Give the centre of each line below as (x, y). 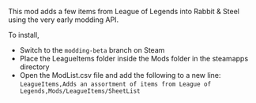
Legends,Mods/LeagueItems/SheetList (80, 91)
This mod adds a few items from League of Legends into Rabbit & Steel (124, 11)
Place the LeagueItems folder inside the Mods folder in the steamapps (134, 59)
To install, (24, 35)
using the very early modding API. (64, 20)
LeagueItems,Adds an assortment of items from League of (115, 84)
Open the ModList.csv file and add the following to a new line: (120, 75)
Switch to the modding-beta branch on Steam (92, 50)
